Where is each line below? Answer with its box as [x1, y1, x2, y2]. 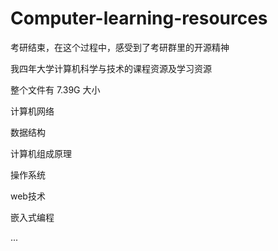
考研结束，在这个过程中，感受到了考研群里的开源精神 [10, 41, 230, 53]
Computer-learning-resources [10, 7, 268, 30]
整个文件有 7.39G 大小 [10, 83, 101, 96]
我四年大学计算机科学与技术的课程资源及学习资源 [10, 62, 212, 74]
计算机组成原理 [10, 147, 72, 159]
